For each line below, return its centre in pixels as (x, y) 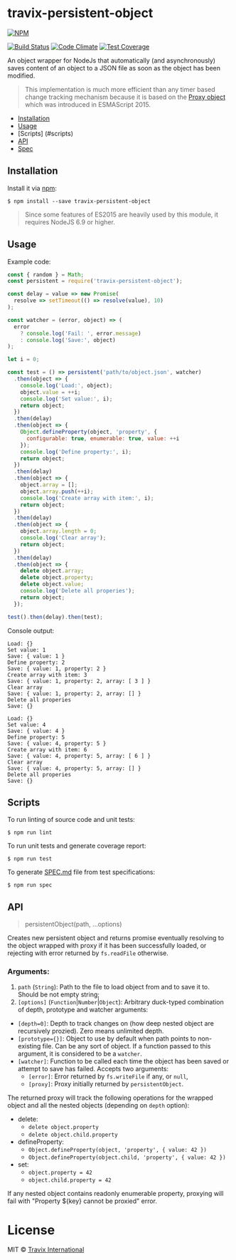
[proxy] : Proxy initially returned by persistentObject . (106, 1084)
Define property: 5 (36, 737)
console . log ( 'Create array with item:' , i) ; (87, 498)
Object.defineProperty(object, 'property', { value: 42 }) (118, 1150)
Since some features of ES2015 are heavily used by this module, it (122, 214)
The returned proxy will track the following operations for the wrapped (110, 1098)
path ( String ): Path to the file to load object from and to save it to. (113, 987)
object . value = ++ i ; (50, 392)
